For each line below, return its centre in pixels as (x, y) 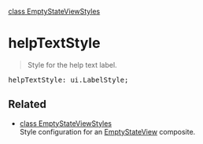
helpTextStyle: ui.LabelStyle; (68, 79)
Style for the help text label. (72, 65)
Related (28, 104)
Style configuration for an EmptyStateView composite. (107, 131)
